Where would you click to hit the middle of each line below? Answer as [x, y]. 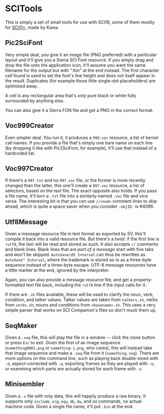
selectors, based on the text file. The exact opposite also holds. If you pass [81, 191]
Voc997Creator [29, 168]
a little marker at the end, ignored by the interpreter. [57, 270]
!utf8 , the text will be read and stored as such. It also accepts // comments [82, 244]
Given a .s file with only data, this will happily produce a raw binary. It [76, 396]
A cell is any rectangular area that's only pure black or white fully [71, 95]
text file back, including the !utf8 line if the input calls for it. [86, 285]
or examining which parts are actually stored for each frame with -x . [74, 369]
